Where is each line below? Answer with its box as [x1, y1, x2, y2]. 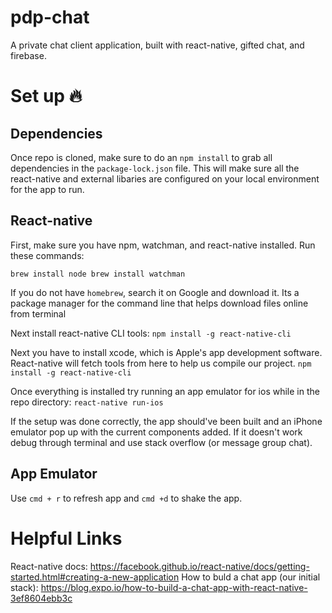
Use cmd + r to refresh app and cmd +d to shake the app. [10, 492, 243, 504]
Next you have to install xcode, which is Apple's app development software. [10, 346, 323, 358]
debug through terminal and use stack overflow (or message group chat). [10, 436, 313, 448]
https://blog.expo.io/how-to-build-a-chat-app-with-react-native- [40, 581, 308, 593]
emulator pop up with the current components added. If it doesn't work [10, 426, 303, 438]
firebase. [10, 49, 47, 61]
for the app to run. [10, 183, 85, 195]
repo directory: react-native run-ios [10, 396, 164, 408]
